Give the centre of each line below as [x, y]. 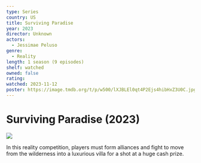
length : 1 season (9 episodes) [45, 62]
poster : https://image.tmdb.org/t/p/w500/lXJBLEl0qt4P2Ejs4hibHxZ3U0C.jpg [101, 90]
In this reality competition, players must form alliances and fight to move [95, 147]
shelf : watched [25, 67]
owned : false [22, 73]
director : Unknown [29, 34]
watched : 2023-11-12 [32, 84]
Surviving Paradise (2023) [73, 120]
